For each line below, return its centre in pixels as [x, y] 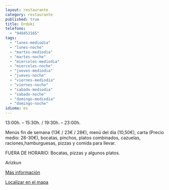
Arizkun [13, 163]
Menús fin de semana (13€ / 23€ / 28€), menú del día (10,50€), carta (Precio [84, 132]
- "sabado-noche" [28, 94]
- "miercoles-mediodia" [35, 61]
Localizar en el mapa [27, 182]
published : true [22, 19]
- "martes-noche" [28, 57]
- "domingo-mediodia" [33, 99]
